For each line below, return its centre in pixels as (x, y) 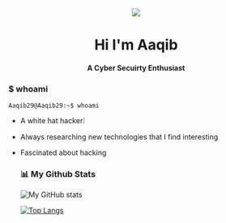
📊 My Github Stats (58, 174)
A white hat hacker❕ (52, 121)
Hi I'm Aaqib (136, 45)
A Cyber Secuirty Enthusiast (136, 67)
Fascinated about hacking (63, 152)
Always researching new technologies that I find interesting (119, 137)
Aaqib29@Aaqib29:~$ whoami (54, 106)
